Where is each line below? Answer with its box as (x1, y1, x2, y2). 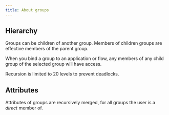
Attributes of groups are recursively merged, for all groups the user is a (5, 100, 155, 106)
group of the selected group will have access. (5, 61, 102, 67)
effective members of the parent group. (5, 46, 89, 52)
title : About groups (5, 7, 50, 13)
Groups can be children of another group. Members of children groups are (5, 40, 162, 46)
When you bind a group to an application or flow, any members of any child (5, 55, 164, 62)
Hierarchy (5, 27, 38, 35)
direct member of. (5, 105, 44, 111)
